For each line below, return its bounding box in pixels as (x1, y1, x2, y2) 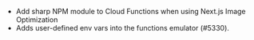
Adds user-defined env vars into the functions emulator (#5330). (15, 24, 230, 32)
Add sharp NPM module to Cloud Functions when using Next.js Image (15, 7, 246, 16)
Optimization (15, 15, 58, 24)
